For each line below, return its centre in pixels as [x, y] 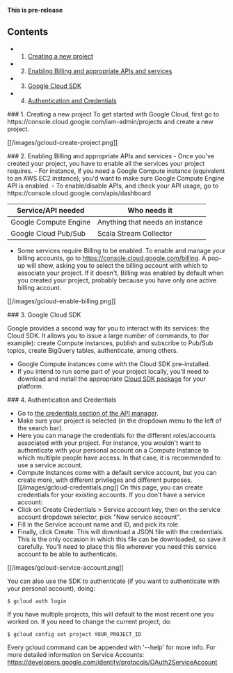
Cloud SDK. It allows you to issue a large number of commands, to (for [108, 335]
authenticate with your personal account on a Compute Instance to [113, 450]
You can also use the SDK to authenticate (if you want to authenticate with [114, 581]
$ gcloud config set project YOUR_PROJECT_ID [74, 634]
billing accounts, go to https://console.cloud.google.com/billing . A [112, 258]
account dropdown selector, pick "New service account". [99, 517]
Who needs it [150, 210]
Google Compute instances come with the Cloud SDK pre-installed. [114, 364]
